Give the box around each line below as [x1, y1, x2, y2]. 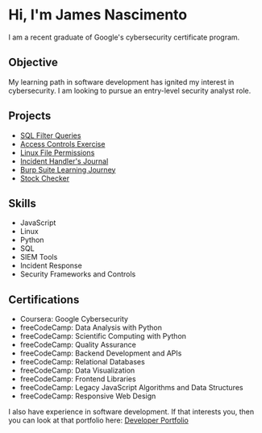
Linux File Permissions [19, 148, 95, 157]
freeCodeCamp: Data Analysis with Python [19, 323, 163, 332]
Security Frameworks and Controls [19, 269, 136, 279]
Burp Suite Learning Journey [19, 164, 116, 174]
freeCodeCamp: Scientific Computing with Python [19, 331, 187, 341]
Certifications [8, 293, 80, 306]
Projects [8, 109, 52, 123]
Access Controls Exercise [19, 139, 106, 148]
